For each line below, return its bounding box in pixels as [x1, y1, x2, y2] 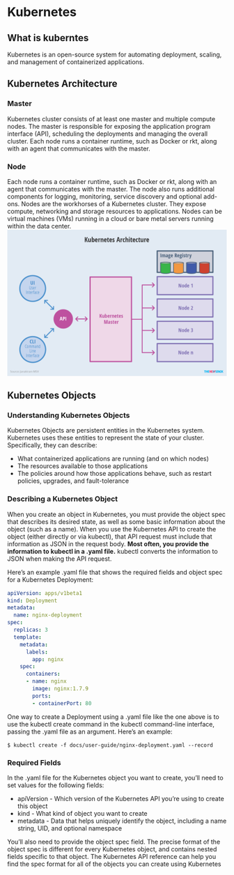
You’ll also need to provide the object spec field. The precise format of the [7, 837, 221, 846]
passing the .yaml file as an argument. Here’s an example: [7, 727, 173, 736]
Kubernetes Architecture [7, 78, 118, 90]
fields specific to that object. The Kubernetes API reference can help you [7, 852, 217, 860]
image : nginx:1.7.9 [32, 686, 89, 692]
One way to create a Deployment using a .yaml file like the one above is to [7, 712, 219, 721]
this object [17, 802, 48, 810]
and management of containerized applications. [7, 58, 145, 66]
